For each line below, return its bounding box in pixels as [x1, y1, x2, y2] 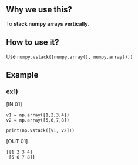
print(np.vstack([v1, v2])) [6, 127, 75, 134]
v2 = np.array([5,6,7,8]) [6, 117, 69, 123]
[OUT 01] [6, 138, 28, 145]
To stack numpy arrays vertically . [6, 20, 90, 27]
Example [6, 70, 39, 80]
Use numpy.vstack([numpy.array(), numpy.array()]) [6, 53, 133, 60]
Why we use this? [6, 5, 72, 15]
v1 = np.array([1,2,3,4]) [6, 112, 69, 118]
